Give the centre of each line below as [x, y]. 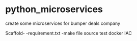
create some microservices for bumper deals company [63, 23]
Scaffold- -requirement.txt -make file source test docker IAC [69, 33]
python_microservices [54, 9]
